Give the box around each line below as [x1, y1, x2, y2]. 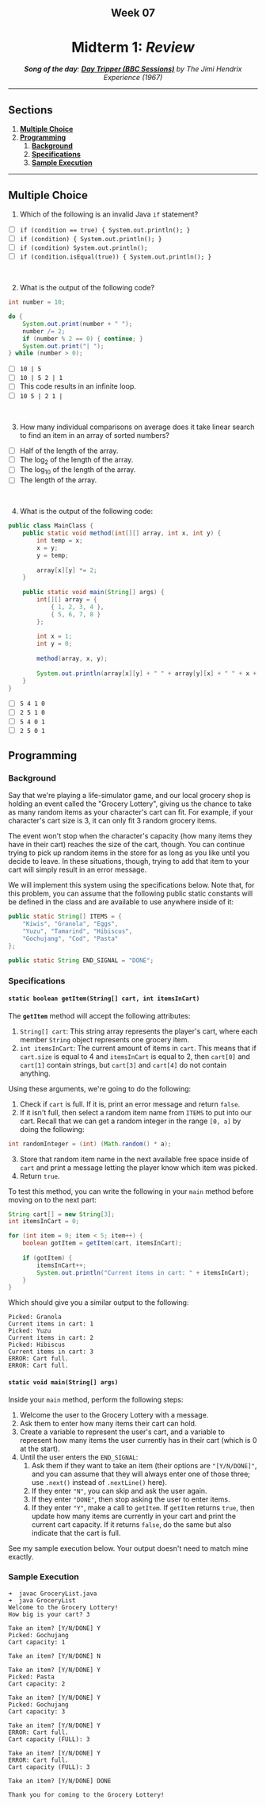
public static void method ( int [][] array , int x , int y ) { [22, 529, 222, 538]
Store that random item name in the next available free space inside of [19, 1154, 249, 1164]
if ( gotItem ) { [22, 1253, 73, 1262]
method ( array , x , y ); [36, 654, 108, 663]
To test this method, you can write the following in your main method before [8, 1186, 254, 1196]
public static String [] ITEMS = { [8, 912, 123, 921]
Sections [8, 103, 53, 117]
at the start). [19, 1444, 61, 1453]
